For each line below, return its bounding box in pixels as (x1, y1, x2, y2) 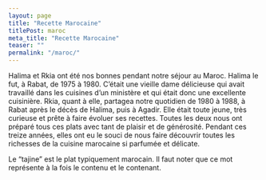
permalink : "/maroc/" (8, 49, 81, 57)
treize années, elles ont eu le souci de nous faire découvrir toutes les (8, 130, 236, 140)
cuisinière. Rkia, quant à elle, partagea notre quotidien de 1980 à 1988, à (8, 97, 246, 106)
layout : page (8, 11, 52, 20)
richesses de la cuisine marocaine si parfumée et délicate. (8, 139, 200, 148)
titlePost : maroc (8, 26, 66, 34)
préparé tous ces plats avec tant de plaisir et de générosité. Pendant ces (8, 122, 247, 131)
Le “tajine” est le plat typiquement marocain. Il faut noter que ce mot (8, 154, 233, 164)
